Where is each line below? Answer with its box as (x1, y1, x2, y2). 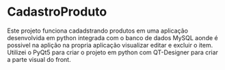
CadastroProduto (7, 4, 107, 20)
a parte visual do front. (7, 55, 71, 63)
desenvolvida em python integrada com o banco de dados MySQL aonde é (7, 33, 218, 41)
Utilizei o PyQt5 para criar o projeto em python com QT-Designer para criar (7, 48, 219, 56)
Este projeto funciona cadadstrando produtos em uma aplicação (7, 27, 188, 35)
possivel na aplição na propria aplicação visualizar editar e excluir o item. (7, 41, 213, 49)
